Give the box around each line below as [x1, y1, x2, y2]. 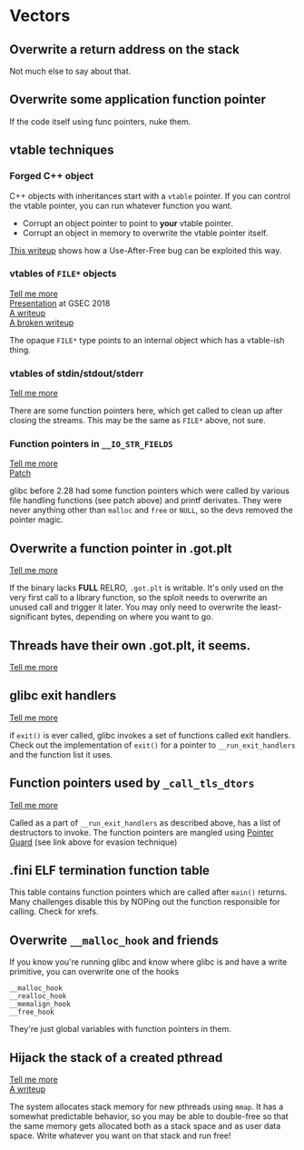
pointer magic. [9, 514, 64, 525]
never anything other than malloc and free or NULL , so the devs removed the [9, 505, 293, 516]
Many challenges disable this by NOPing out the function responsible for [9, 897, 280, 907]
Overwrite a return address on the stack [9, 42, 240, 57]
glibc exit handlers [9, 688, 116, 704]
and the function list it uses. [9, 748, 113, 759]
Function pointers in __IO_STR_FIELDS [9, 438, 173, 451]
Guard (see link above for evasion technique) [9, 837, 178, 848]
